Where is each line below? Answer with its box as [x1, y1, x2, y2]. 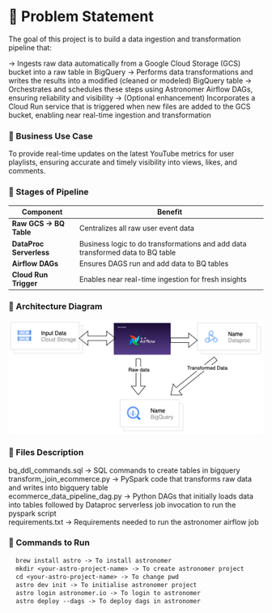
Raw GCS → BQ [11, 219, 65, 229]
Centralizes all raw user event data [79, 223, 194, 233]
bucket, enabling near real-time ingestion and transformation [8, 109, 212, 120]
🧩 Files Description [8, 447, 84, 458]
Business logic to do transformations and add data [79, 238, 247, 248]
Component [21, 207, 63, 217]
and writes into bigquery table [8, 482, 108, 492]
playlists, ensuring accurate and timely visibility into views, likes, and [8, 157, 237, 167]
